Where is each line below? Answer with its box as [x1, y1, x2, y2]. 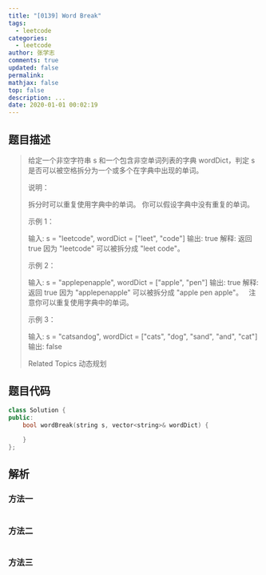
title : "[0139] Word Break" [8, 11, 102, 20]
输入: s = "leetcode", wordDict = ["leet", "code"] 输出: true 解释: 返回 [27, 233, 252, 243]
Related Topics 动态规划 [27, 358, 107, 368]
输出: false [27, 341, 62, 351]
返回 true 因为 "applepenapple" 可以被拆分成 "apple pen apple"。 [27, 287, 244, 297]
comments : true [8, 57, 59, 65]
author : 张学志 [8, 49, 55, 57]
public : [8, 413, 34, 421]
